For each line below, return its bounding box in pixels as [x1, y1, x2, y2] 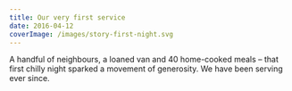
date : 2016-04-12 [9, 21, 74, 30]
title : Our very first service [9, 12, 126, 22]
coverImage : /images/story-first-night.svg [9, 29, 174, 38]
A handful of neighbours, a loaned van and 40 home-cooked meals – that [9, 54, 279, 65]
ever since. [9, 73, 51, 84]
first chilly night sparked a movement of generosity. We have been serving [9, 63, 283, 74]
